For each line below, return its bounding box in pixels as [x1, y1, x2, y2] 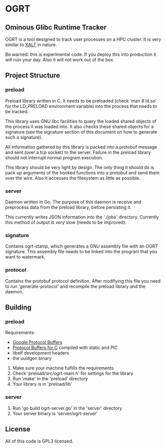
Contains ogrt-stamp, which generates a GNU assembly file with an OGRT [5, 243, 158, 249]
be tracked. [5, 108, 29, 115]
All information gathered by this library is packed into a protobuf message [5, 144, 157, 150]
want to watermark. [5, 254, 46, 260]
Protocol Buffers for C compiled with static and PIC [12, 345, 118, 351]
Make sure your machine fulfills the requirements [12, 365, 114, 371]
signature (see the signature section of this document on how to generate [5, 129, 157, 135]
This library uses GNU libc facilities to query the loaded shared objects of [5, 118, 157, 124]
